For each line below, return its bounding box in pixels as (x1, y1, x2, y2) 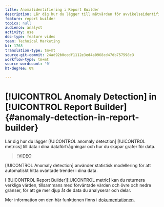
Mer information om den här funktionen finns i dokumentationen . (5, 197, 135, 203)
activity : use (5, 30, 34, 35)
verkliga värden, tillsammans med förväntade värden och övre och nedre (5, 182, 151, 188)
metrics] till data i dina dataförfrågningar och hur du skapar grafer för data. (5, 143, 156, 149)
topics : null (5, 20, 32, 26)
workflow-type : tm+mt (5, 57, 49, 62)
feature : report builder (5, 16, 56, 21)
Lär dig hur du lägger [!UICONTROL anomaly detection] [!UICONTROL (5, 138, 145, 144)
